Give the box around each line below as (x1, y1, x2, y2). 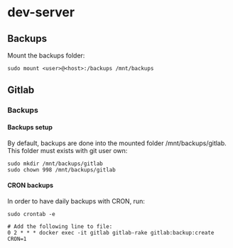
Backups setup (7, 123, 53, 131)
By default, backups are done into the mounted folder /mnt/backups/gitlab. (7, 139, 227, 147)
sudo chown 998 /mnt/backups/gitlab (7, 166, 116, 174)
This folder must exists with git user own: (7, 146, 128, 154)
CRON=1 (7, 235, 27, 242)
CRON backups (7, 181, 54, 190)
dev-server (7, 4, 75, 21)
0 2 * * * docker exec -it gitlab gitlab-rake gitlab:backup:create (7, 229, 215, 236)
